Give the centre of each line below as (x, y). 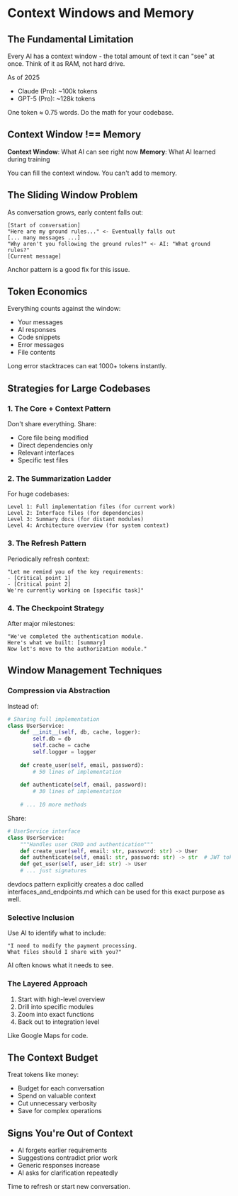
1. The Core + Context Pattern (59, 409)
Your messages (40, 322)
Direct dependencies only (55, 445)
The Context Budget (53, 1058)
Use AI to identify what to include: (57, 933)
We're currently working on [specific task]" (75, 590)
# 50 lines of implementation (77, 772)
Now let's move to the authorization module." (77, 649)
